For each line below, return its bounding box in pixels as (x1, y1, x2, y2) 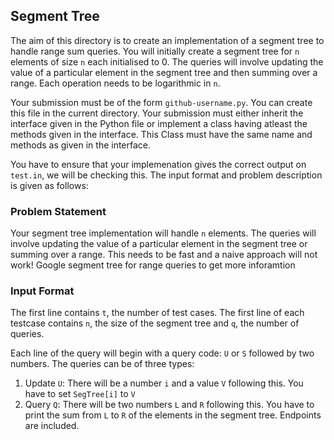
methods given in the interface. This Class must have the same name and (10, 128, 313, 140)
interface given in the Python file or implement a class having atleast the (10, 117, 308, 129)
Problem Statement (10, 204, 107, 218)
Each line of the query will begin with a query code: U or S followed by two (10, 347, 315, 359)
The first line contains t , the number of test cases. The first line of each (10, 307, 305, 319)
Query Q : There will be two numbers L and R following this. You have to (24, 399, 315, 411)
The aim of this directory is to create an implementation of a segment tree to (10, 34, 325, 46)
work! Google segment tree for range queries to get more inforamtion (10, 259, 296, 271)
